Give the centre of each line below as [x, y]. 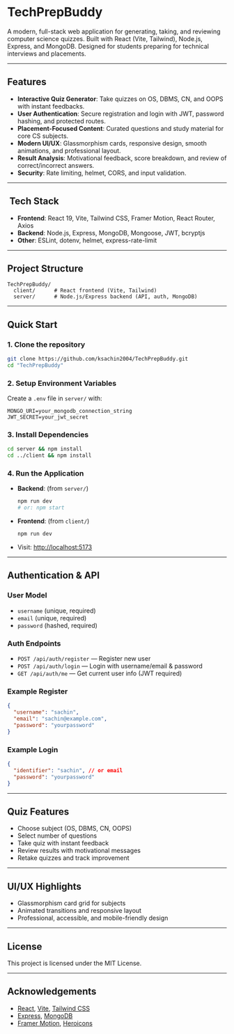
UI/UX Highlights [45, 886]
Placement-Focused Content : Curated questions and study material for [120, 128]
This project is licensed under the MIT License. [75, 963]
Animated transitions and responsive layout [79, 911]
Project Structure [45, 268]
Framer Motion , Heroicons [55, 1023]
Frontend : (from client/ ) [53, 521]
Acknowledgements [52, 992]
